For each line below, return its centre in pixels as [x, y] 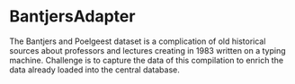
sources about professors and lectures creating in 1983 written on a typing [147, 50]
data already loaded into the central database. [94, 70]
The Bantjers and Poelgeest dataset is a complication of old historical [138, 41]
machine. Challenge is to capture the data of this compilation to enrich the [147, 60]
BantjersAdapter [72, 17]
